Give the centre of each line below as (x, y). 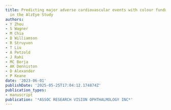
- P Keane (16, 76)
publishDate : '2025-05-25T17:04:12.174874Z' (53, 85)
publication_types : (26, 90)
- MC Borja (17, 62)
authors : (15, 19)
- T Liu (13, 48)
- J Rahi (15, 57)
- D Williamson (21, 39)
